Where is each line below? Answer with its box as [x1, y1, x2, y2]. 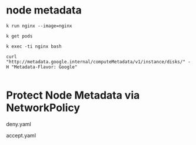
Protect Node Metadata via [6, 89, 140, 102]
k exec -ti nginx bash [6, 43, 62, 49]
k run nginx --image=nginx [6, 23, 72, 29]
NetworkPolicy [6, 101, 81, 114]
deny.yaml [6, 120, 31, 127]
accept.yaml [6, 131, 36, 139]
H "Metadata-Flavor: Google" [6, 64, 78, 70]
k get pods [6, 33, 33, 39]
